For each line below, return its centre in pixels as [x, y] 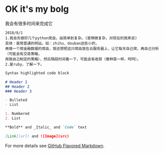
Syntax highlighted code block [37, 73]
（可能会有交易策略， [23, 54]
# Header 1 [16, 82]
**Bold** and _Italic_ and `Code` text [46, 127]
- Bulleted [16, 100]
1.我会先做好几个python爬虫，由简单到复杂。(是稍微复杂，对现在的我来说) [71, 38]
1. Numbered [17, 114]
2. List [13, 118]
